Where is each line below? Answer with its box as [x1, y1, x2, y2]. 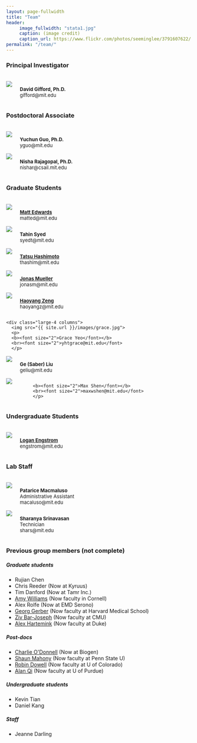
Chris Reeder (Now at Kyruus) [14, 582, 88, 589]
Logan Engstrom [19, 437, 58, 444]
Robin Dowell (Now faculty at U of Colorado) [14, 661, 123, 668]
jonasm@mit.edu [19, 281, 58, 288]
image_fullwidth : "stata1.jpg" [19, 25, 96, 31]
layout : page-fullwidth [6, 8, 65, 15]
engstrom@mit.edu [19, 443, 63, 449]
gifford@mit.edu [19, 92, 57, 99]
